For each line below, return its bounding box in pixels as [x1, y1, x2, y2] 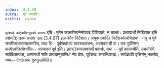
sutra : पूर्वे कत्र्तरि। [5, 12, 40, 17]
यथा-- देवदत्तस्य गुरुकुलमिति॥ [5, 57, 52, 63]
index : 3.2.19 [5, 7, 37, 12]
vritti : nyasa [5, 16, 37, 21]
